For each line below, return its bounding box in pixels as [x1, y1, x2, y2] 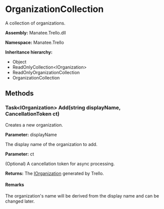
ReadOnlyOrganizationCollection [12, 69, 80, 75]
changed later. [5, 198, 35, 204]
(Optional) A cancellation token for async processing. [5, 160, 115, 166]
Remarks [5, 181, 24, 188]
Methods [5, 89, 34, 98]
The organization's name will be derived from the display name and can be [5, 192, 159, 198]
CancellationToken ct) [5, 110, 60, 117]
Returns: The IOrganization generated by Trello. [5, 170, 104, 176]
